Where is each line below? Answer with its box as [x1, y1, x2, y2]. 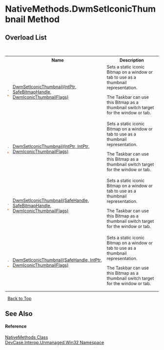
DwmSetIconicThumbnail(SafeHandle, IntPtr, [13, 257, 102, 262]
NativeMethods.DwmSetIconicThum [5, 3, 156, 15]
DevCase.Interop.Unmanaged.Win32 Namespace [5, 339, 104, 345]
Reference [5, 323, 27, 329]
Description [119, 57, 144, 63]
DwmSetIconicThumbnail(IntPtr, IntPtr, [13, 143, 90, 149]
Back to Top [7, 296, 32, 301]
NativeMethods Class [5, 334, 48, 340]
